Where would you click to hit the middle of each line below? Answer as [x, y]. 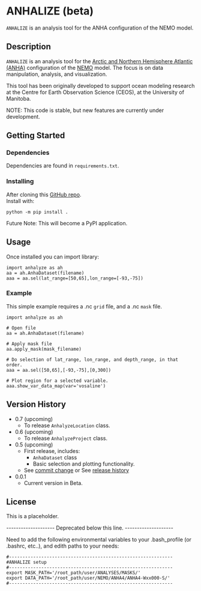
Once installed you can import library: [53, 257]
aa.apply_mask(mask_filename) [44, 349]
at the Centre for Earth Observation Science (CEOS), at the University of [95, 92]
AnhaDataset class [55, 457]
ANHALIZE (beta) [50, 11]
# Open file [21, 328]
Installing [20, 181]
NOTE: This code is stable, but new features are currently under [85, 110]
